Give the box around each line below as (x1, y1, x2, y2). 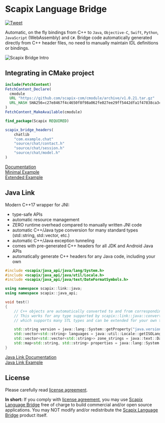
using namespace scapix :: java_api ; (5, 291, 78, 296)
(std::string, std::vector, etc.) (12, 232, 70, 238)
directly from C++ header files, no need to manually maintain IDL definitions (5, 39, 159, 45)
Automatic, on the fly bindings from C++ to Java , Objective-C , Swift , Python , (5, 29, 159, 35)
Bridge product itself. (5, 412, 48, 418)
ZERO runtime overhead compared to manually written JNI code (12, 222, 142, 228)
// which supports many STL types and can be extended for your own (14, 318, 157, 323)
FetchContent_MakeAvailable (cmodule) (5, 110, 82, 115)
